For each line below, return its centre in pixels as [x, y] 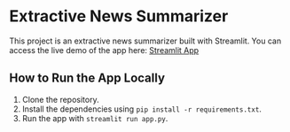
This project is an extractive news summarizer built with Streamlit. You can [145, 41]
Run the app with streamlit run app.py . [95, 118]
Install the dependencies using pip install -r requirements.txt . [141, 109]
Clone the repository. [60, 99]
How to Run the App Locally [87, 78]
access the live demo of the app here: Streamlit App [104, 50]
